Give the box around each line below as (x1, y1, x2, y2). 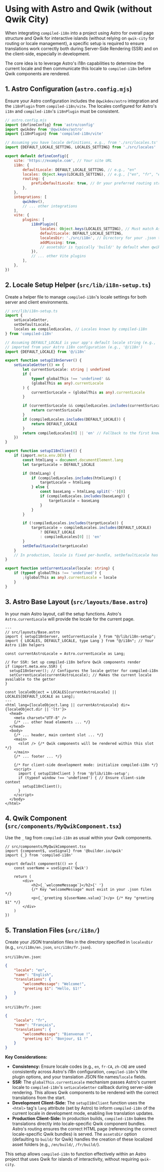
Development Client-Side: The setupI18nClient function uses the (12, 1100, 145, 1106)
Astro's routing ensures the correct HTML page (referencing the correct (12, 1126, 157, 1132)
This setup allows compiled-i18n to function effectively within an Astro (5, 1151, 146, 1157)
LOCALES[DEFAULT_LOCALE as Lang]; (5, 694, 76, 699)
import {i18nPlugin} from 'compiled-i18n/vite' (5, 131, 104, 137)
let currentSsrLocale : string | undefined (22, 367, 110, 372)
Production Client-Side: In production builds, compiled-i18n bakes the (12, 1116, 154, 1122)
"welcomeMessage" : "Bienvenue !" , (22, 1032, 93, 1036)
